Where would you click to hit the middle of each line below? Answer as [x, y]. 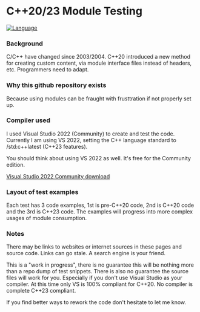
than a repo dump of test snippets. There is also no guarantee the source [98, 271]
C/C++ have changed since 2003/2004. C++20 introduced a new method [98, 57]
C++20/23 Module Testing [74, 11]
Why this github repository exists [56, 85]
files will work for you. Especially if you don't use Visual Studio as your [94, 278]
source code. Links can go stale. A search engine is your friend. [86, 253]
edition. [16, 164]
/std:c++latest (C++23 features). [47, 146]
